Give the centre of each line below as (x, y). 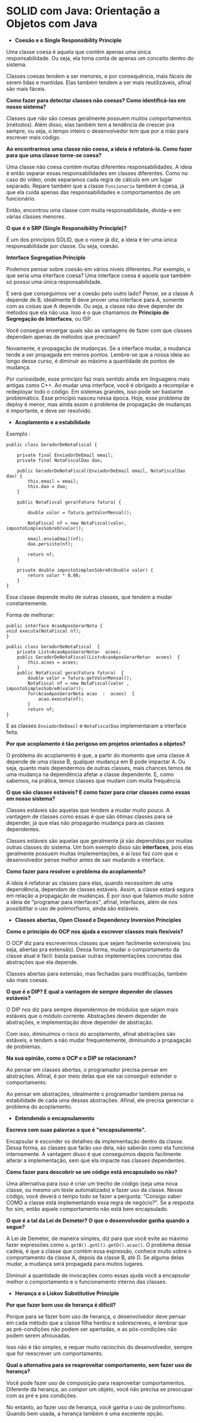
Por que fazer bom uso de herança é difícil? (61, 1305)
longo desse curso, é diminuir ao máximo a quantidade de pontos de (90, 361)
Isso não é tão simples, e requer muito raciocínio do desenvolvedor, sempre (99, 1347)
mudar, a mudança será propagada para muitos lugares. (75, 1263)
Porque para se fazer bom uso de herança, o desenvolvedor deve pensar (96, 1316)
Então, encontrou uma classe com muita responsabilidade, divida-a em (93, 210)
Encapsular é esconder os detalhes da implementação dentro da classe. (95, 1141)
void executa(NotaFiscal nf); (44, 631)
